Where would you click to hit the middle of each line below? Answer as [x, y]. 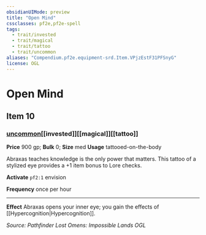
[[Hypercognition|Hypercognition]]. [51, 214]
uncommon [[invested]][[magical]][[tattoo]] [72, 134]
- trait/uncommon [34, 52]
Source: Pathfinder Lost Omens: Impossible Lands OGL [76, 225]
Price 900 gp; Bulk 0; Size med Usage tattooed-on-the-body [84, 147]
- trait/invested [34, 35]
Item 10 [21, 116]
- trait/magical [32, 40]
